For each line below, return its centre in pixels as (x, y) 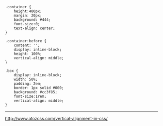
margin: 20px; (28, 16)
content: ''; (27, 45)
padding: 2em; (28, 84)
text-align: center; (34, 28)
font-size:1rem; (30, 96)
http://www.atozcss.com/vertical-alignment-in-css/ (56, 118)
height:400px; (28, 11)
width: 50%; (26, 79)
